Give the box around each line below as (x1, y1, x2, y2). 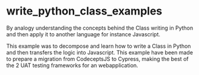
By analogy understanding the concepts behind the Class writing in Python (6, 24, 194, 31)
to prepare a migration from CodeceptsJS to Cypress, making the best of (6, 55, 189, 62)
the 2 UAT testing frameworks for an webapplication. (6, 62, 138, 69)
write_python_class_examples (6, 4, 163, 18)
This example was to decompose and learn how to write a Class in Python (6, 42, 191, 50)
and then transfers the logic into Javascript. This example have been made (6, 48, 193, 56)
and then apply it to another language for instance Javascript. (6, 30, 161, 37)
